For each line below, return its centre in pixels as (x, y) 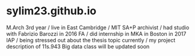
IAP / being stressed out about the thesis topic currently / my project (91, 40)
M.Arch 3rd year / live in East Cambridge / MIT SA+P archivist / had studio (98, 27)
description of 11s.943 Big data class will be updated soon (78, 46)
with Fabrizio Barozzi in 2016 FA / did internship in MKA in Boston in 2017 (96, 33)
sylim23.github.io (52, 11)
